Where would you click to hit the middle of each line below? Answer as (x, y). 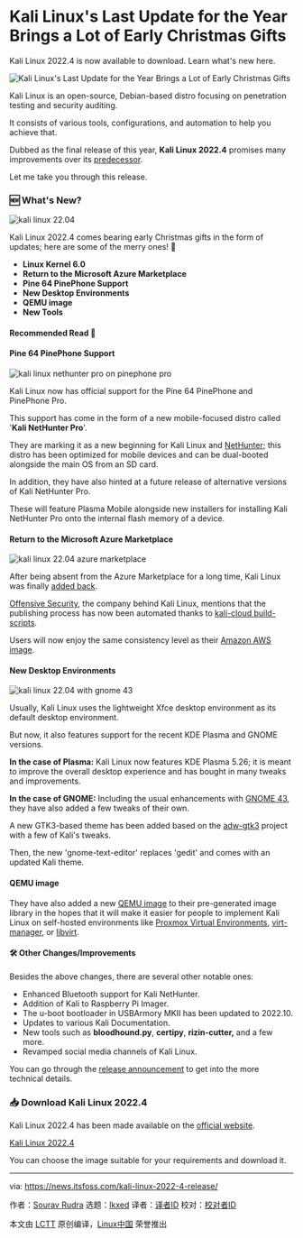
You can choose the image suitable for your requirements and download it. (148, 1160)
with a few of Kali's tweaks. (60, 835)
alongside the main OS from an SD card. (84, 464)
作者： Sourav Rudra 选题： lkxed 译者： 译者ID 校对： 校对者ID (123, 1205)
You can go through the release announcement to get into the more (134, 1068)
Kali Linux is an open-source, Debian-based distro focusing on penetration (148, 96)
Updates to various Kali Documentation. (96, 1022)
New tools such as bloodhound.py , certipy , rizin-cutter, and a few (147, 1032)
